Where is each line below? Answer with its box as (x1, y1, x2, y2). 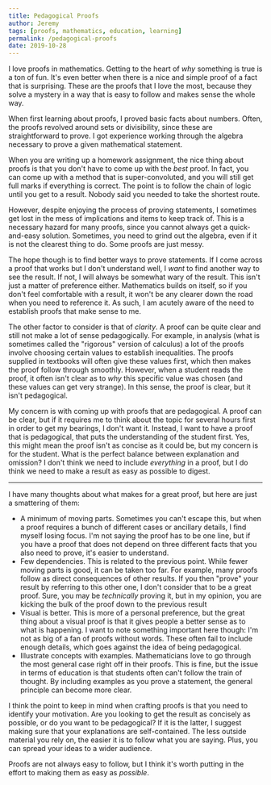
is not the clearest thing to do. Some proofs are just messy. (8, 240, 204, 249)
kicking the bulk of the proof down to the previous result (19, 599, 207, 609)
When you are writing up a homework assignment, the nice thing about (8, 155, 244, 165)
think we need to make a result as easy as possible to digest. (8, 466, 211, 476)
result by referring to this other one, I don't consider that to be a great (19, 582, 252, 592)
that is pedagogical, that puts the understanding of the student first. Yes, (8, 432, 250, 442)
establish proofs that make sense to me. (8, 307, 141, 316)
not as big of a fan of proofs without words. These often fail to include (19, 634, 252, 644)
